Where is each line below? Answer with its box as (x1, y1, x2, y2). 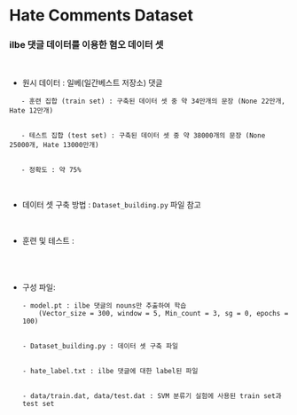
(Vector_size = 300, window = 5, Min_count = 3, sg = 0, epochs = (38, 309, 289, 318)
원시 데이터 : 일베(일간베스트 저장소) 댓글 (21, 77, 163, 89)
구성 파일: (21, 282, 56, 293)
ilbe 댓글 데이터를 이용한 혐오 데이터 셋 (9, 39, 164, 51)
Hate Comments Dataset (9, 5, 193, 26)
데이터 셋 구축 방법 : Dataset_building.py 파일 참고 (21, 200, 201, 210)
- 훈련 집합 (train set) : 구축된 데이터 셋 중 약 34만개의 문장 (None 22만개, (20, 97, 285, 106)
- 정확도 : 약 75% (20, 166, 82, 175)
